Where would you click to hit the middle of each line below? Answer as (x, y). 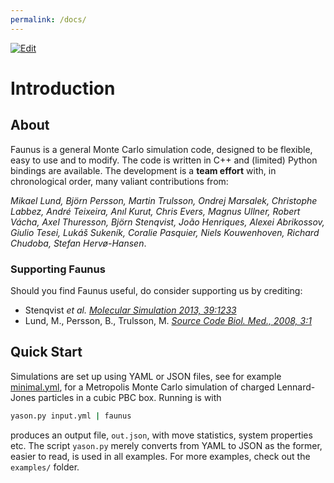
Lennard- (296, 387)
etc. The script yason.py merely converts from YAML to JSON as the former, (166, 445)
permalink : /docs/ (48, 19)
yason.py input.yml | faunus (71, 416)
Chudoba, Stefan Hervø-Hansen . (78, 243)
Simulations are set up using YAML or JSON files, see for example (146, 376)
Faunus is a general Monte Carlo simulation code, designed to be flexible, (161, 149)
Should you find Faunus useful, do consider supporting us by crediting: (156, 290)
